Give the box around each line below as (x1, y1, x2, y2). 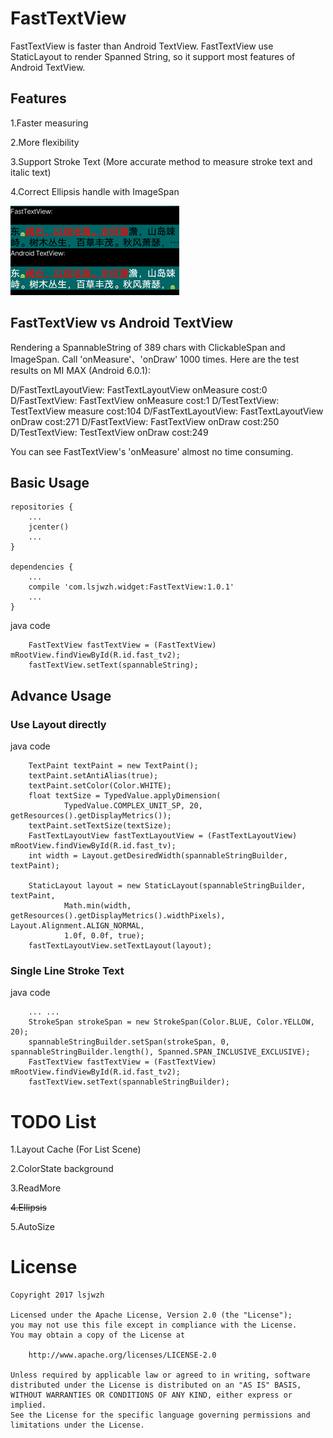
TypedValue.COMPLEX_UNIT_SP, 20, (63, 801, 203, 811)
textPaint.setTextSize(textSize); (28, 821, 172, 831)
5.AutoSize (10, 1221, 55, 1233)
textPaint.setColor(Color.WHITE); (28, 781, 172, 791)
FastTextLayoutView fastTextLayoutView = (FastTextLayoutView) (28, 831, 298, 841)
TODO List (10, 1110, 97, 1133)
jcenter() (28, 522, 70, 532)
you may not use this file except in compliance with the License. (10, 1320, 298, 1331)
